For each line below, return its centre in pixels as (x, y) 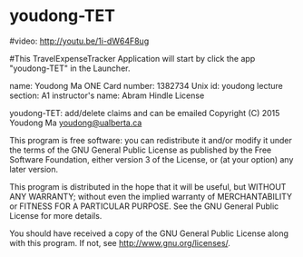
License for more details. (56, 215)
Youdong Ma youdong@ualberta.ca (76, 123)
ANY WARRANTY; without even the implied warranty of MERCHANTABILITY (151, 196)
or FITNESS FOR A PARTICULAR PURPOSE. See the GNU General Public (144, 206)
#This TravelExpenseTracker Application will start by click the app (132, 58)
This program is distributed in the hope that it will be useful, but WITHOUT (148, 186)
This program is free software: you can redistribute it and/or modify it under (151, 140)
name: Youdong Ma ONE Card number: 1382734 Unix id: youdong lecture (146, 85)
